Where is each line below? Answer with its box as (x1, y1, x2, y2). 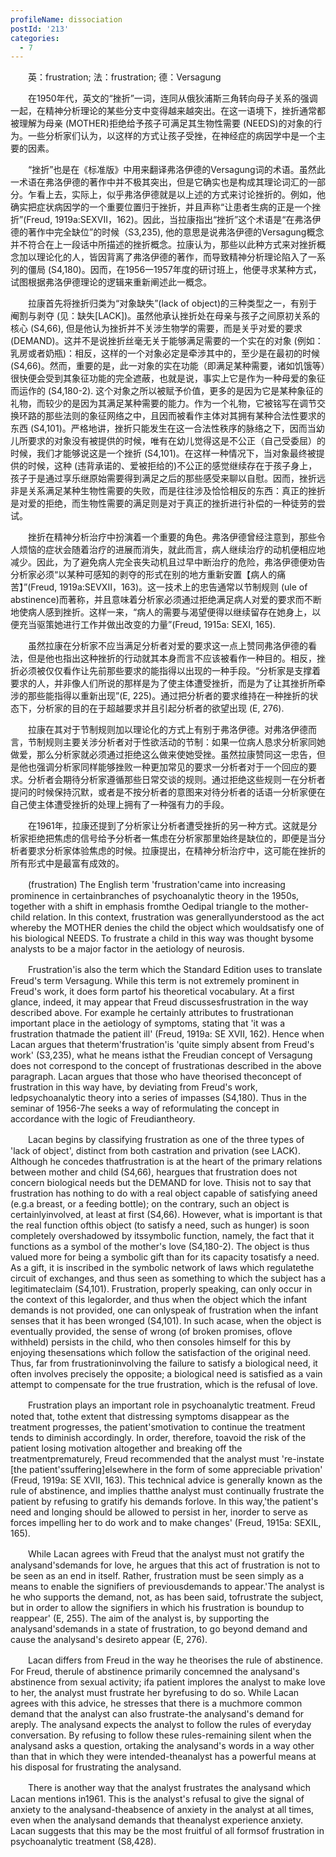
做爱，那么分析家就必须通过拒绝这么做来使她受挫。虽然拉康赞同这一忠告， (10, 749, 317, 761)
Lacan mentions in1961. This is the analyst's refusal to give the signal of (10, 1793, 305, 1805)
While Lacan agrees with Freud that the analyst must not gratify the (27, 1548, 305, 1560)
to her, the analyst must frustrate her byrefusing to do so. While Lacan (10, 1687, 300, 1699)
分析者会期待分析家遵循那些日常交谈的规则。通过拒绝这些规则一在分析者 (27, 774, 326, 786)
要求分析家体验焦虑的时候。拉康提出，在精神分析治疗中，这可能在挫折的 (27, 845, 326, 857)
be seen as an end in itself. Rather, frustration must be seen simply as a (10, 1570, 305, 1582)
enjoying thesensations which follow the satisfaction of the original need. (10, 1347, 312, 1359)
